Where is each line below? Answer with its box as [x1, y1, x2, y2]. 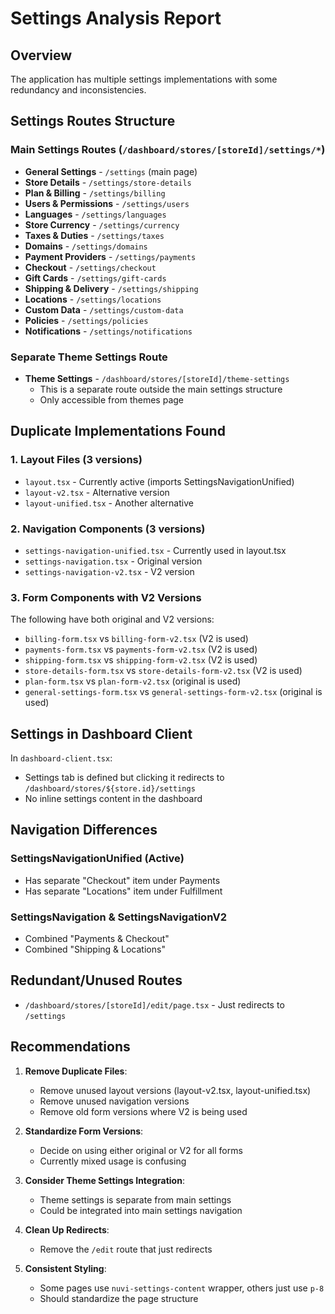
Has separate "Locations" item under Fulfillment [24, 885, 223, 897]
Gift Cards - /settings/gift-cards [24, 272, 167, 284]
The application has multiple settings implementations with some [10, 73, 278, 85]
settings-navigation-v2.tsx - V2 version [24, 565, 195, 577]
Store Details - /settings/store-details [24, 176, 192, 188]
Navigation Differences [10, 822, 158, 839]
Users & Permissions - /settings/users [24, 197, 190, 209]
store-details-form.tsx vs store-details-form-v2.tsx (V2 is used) [24, 665, 303, 677]
